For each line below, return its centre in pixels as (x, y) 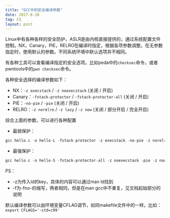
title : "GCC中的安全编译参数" (34, 10)
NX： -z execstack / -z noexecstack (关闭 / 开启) (63, 90)
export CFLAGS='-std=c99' (32, 210)
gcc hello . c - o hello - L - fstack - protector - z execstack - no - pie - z (78, 141)
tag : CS (13, 19)
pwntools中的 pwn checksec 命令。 (39, 69)
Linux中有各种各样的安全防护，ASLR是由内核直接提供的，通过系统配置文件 (83, 39)
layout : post (19, 24)
